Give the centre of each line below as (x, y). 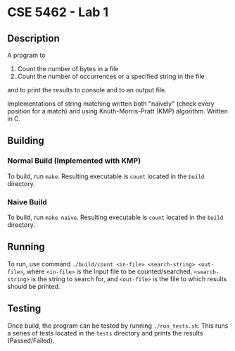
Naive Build (27, 202)
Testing (24, 308)
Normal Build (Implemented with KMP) (74, 161)
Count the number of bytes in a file (68, 69)
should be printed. (34, 286)
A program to (26, 55)
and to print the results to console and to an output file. (87, 90)
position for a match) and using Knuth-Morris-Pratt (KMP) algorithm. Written (118, 111)
